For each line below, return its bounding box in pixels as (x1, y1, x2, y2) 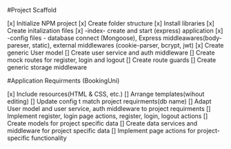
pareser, (7, 41, 31, 49)
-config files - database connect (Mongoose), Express (7, 34, 162, 42)
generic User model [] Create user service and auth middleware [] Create (7, 48, 215, 57)
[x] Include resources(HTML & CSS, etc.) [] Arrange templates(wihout (7, 90, 205, 98)
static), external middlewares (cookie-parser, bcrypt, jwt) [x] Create (32, 41, 224, 49)
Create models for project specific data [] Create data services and (7, 119, 198, 127)
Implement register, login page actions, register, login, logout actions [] (7, 112, 208, 120)
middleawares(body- (163, 34, 223, 42)
